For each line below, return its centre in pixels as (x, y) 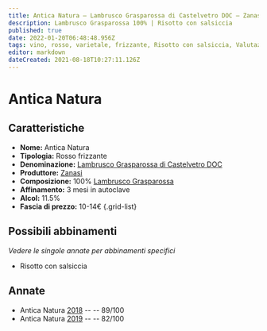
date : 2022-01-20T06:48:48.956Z (62, 38)
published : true (35, 30)
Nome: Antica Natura (54, 147)
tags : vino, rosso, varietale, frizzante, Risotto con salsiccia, (120, 45)
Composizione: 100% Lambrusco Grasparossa (97, 181)
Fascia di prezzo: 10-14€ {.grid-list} (78, 206)
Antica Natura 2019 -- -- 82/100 (72, 318)
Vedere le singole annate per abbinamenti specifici (92, 250)
